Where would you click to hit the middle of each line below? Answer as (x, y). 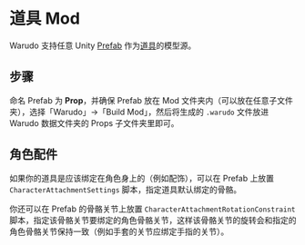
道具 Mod (45, 19)
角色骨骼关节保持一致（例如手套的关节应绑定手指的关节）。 (119, 231)
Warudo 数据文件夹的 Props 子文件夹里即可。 (94, 122)
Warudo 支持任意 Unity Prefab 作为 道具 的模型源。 (103, 45)
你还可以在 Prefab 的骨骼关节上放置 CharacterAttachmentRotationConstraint (152, 209)
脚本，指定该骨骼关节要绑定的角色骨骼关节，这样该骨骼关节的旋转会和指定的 (153, 220)
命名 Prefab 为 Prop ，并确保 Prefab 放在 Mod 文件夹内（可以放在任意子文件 (152, 100)
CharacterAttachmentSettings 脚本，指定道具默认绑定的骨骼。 (126, 189)
